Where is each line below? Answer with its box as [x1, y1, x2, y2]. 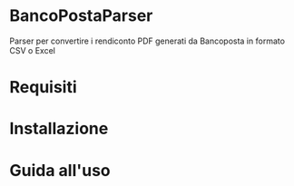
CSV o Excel [9, 44, 56, 55]
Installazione [9, 119, 109, 139]
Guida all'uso [9, 160, 111, 181]
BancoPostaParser [9, 5, 153, 26]
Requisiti [9, 77, 77, 98]
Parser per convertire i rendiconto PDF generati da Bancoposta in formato [9, 35, 286, 46]
